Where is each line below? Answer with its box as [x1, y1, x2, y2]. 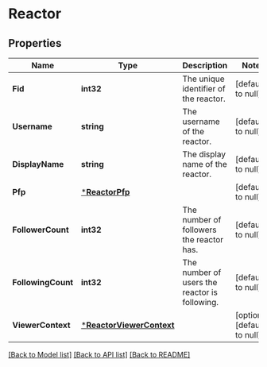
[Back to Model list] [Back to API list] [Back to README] [8, 350, 191, 359]
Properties [8, 37, 62, 50]
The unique [182, 73, 225, 84]
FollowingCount [12, 277, 74, 288]
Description [182, 60, 228, 71]
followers [182, 224, 217, 235]
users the [182, 277, 218, 288]
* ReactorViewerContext [80, 319, 175, 330]
